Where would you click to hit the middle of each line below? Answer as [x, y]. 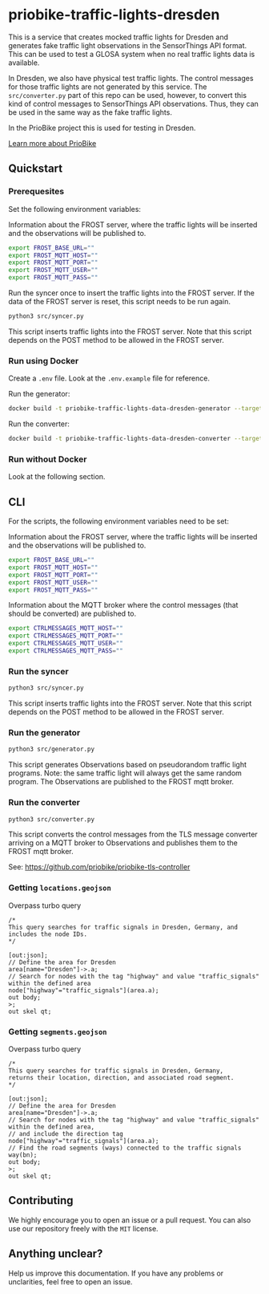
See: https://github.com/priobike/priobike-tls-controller [99, 867]
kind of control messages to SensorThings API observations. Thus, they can [133, 104]
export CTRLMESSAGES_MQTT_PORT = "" [66, 636]
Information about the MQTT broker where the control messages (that [123, 605]
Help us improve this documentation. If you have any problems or [116, 1273]
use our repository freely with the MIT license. [83, 1228]
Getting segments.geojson [58, 1032]
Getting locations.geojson [60, 888]
